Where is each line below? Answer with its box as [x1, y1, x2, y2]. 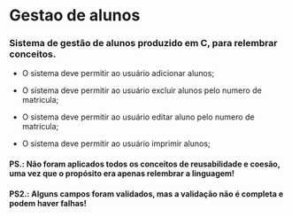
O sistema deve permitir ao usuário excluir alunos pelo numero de [21, 85, 263, 96]
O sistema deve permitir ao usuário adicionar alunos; [21, 68, 215, 79]
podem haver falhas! [9, 198, 87, 208]
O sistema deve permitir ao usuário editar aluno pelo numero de [21, 112, 255, 122]
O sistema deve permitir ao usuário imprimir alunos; [21, 138, 211, 149]
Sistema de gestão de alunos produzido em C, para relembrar [9, 37, 278, 50]
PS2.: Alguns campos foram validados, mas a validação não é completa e [9, 188, 284, 199]
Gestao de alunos [9, 5, 141, 26]
